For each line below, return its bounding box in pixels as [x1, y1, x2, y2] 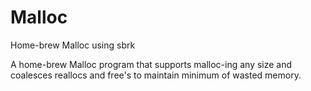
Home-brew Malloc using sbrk [10, 39, 136, 51]
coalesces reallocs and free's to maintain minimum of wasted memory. [10, 69, 302, 81]
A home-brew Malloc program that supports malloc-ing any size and [10, 58, 293, 70]
